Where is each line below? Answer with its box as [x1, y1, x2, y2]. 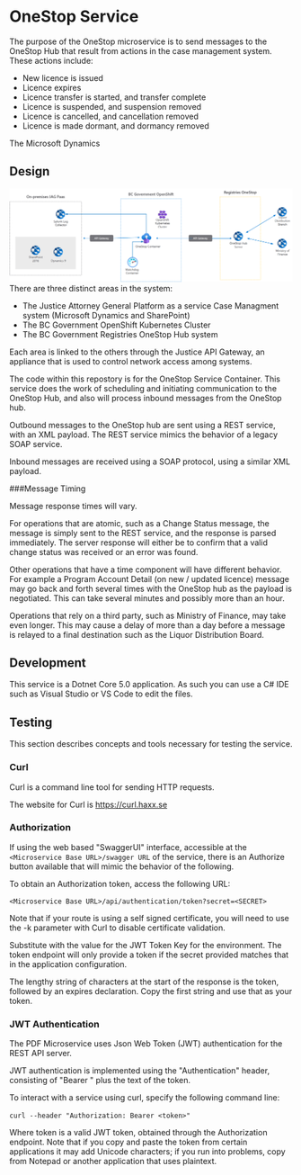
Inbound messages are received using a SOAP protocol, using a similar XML [9, 456, 290, 467]
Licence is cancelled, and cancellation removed [22, 111, 199, 121]
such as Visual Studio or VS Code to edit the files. [9, 688, 193, 699]
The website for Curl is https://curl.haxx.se [9, 799, 168, 810]
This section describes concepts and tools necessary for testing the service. [9, 739, 294, 749]
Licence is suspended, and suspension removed [22, 101, 202, 112]
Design [9, 164, 50, 179]
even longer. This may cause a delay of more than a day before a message [9, 619, 286, 631]
